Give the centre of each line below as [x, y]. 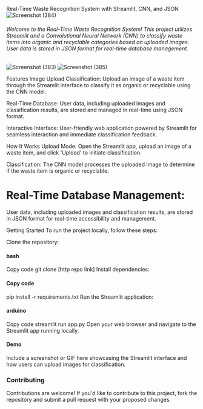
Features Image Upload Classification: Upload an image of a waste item [95, 79]
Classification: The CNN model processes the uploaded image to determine [101, 165]
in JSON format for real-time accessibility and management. [81, 219]
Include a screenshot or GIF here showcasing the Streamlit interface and [97, 357]
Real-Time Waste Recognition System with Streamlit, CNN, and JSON [92, 9]
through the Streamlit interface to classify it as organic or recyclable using [98, 85]
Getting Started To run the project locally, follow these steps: [82, 230]
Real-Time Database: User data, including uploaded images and [86, 104]
